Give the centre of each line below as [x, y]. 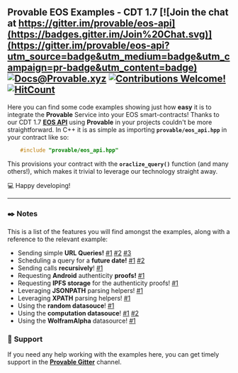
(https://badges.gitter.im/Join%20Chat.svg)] [110, 34]
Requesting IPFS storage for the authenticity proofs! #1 [98, 283]
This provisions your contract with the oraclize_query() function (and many [118, 164]
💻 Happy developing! [39, 185]
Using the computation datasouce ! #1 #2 [78, 313]
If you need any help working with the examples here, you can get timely [113, 355]
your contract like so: [38, 137]
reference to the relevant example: [58, 239]
